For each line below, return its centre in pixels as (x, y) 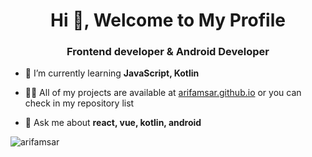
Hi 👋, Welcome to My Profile (168, 20)
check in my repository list (79, 103)
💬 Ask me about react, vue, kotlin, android (113, 123)
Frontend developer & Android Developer (168, 52)
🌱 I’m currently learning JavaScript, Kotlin (112, 73)
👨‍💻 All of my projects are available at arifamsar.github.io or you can (163, 93)
